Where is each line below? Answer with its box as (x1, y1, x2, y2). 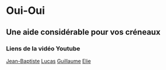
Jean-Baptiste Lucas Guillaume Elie (6, 57, 91, 64)
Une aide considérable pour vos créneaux (6, 27, 161, 37)
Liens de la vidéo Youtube (6, 45, 80, 53)
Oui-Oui (6, 4, 45, 17)
